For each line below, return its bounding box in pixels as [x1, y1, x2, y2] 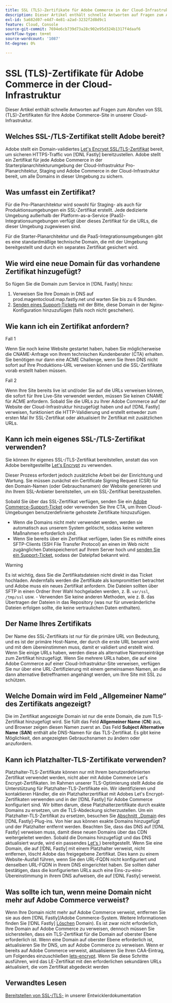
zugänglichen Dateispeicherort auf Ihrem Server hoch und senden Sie [12, 546, 160, 553]
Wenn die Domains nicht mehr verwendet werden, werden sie [12, 519, 143, 525]
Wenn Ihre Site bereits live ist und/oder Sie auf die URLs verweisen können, [5, 387, 165, 393]
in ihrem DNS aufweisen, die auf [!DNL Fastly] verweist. [44, 873, 161, 879]
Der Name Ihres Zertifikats [5, 619, 92, 628]
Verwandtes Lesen [5, 979, 67, 988]
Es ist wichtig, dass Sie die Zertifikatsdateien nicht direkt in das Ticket [5, 572, 153, 578]
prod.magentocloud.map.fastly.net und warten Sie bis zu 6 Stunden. [12, 296, 157, 302]
